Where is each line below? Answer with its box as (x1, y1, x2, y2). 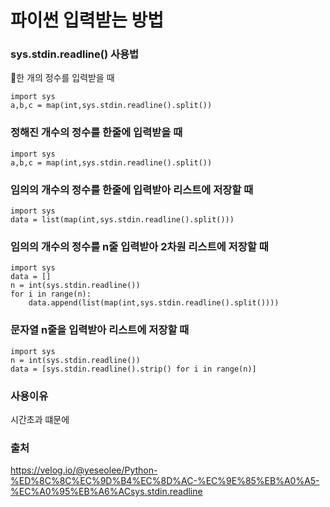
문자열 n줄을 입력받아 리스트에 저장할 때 (10, 323, 190, 337)
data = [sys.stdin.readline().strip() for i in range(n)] (10, 364, 257, 374)
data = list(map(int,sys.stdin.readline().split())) (10, 215, 235, 225)
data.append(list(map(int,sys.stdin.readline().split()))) (28, 298, 280, 308)
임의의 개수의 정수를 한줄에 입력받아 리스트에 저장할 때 (10, 182, 254, 196)
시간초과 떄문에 (10, 413, 70, 425)
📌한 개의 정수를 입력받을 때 (10, 72, 115, 84)
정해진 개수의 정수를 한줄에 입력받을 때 (10, 126, 183, 140)
